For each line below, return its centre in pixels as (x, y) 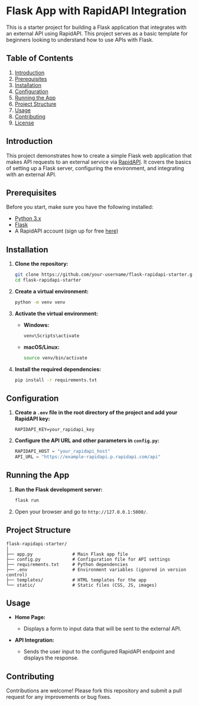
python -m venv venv (40, 302)
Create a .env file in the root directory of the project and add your (96, 413)
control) (17, 575)
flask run (27, 500)
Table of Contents (40, 58)
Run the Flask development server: (59, 489)
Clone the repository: (41, 264)
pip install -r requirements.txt (56, 380)
